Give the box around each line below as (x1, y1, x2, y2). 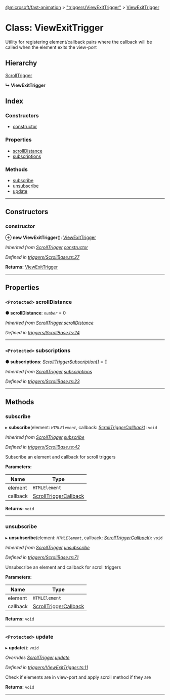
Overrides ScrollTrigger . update (5, 654, 70, 660)
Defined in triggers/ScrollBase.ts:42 (5, 444, 80, 450)
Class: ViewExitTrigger (5, 22, 104, 33)
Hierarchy (5, 59, 37, 67)
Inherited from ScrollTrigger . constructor (5, 244, 89, 250)
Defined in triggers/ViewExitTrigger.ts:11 (5, 664, 89, 670)
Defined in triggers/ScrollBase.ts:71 (5, 554, 79, 560)
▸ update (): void (5, 644, 39, 651)
